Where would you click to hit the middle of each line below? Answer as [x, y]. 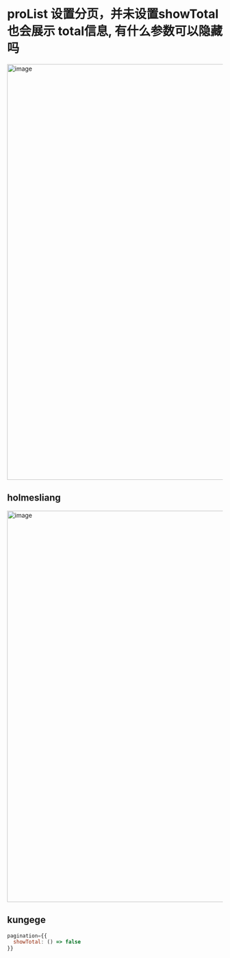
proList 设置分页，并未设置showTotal [113, 14]
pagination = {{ [27, 936]
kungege [26, 920]
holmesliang [34, 498]
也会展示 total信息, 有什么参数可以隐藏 [115, 31]
